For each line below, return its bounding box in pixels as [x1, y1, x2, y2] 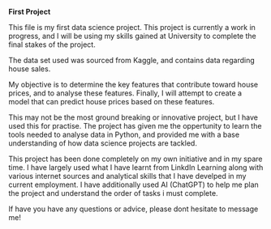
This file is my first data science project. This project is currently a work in [8, 23, 256, 32]
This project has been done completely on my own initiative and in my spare [8, 154, 263, 163]
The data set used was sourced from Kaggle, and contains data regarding [8, 56, 256, 65]
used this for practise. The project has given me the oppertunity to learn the [8, 121, 262, 130]
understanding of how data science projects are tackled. [8, 138, 197, 148]
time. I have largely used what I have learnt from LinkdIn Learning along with [8, 163, 264, 172]
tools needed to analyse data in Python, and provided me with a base [8, 129, 240, 139]
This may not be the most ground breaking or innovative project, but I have [8, 112, 258, 122]
